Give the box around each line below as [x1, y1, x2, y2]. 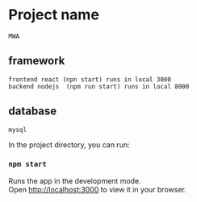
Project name [8, 6, 99, 24]
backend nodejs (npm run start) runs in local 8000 [8, 82, 190, 90]
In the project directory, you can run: [8, 139, 130, 150]
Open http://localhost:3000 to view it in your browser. [8, 184, 187, 194]
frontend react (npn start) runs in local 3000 [8, 75, 172, 84]
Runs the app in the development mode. [8, 175, 141, 186]
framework [8, 54, 65, 68]
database [8, 105, 57, 118]
